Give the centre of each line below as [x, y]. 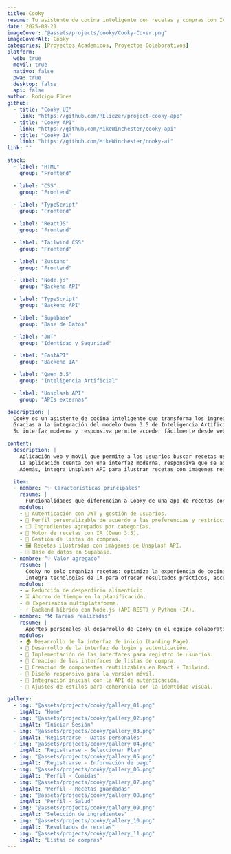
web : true [27, 59]
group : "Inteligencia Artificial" [69, 381]
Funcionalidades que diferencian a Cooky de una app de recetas [119, 501]
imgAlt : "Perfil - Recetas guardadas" [75, 789]
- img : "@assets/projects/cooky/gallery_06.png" [84, 769]
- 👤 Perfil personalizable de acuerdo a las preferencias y [107, 520]
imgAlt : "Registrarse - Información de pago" [86, 763]
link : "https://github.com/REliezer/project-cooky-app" [101, 116]
